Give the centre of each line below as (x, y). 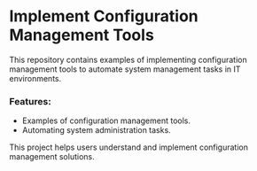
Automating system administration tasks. (96, 130)
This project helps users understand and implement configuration (129, 147)
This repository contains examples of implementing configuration (128, 59)
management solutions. (52, 157)
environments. (35, 78)
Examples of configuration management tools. (106, 120)
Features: (30, 101)
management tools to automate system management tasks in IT (125, 69)
